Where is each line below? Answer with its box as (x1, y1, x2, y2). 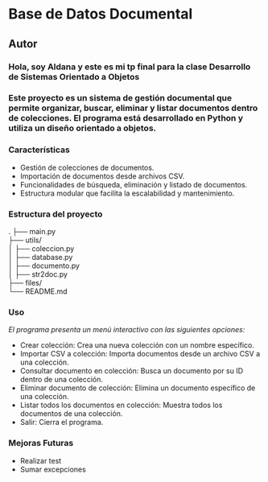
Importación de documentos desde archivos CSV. (19, 171, 185, 181)
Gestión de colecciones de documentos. (19, 163, 155, 172)
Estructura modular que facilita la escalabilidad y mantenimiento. (19, 188, 235, 198)
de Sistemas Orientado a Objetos (8, 71, 140, 82)
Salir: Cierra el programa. (19, 418, 104, 427)
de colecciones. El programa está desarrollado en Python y (8, 113, 244, 124)
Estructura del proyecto (8, 208, 103, 220)
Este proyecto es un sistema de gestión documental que (8, 93, 233, 104)
